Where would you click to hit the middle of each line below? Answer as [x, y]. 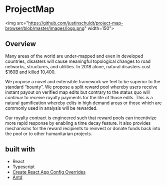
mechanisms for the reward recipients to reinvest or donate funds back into [83, 128]
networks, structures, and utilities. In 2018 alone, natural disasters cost [78, 66]
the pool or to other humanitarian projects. [49, 134]
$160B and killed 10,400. [30, 72]
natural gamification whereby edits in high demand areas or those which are [83, 103]
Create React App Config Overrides [49, 172]
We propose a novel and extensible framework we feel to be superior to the [83, 81]
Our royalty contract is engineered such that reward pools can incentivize [81, 118]
